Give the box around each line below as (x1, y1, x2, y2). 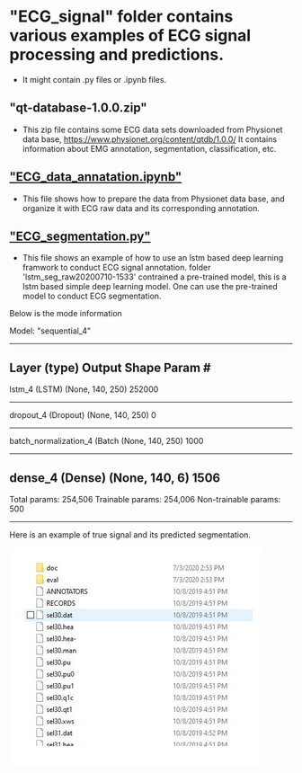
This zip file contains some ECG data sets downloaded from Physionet (22, 124, 283, 135)
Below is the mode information (9, 308, 123, 319)
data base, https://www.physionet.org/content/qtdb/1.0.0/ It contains (22, 133, 277, 145)
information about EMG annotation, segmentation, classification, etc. (22, 143, 277, 154)
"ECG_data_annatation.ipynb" (9, 169, 182, 185)
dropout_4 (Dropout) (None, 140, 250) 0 (9, 410, 157, 421)
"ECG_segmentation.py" (9, 228, 151, 244)
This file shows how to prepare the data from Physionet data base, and (22, 193, 285, 204)
